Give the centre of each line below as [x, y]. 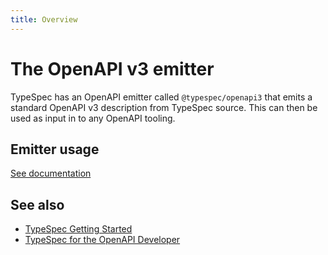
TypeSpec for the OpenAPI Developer [102, 240]
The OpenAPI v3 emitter [112, 68]
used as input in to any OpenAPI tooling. [93, 118]
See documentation [51, 173]
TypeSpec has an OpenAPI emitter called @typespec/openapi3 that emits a [161, 97]
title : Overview [44, 19]
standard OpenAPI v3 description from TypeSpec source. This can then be [164, 107]
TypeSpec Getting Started [78, 229]
